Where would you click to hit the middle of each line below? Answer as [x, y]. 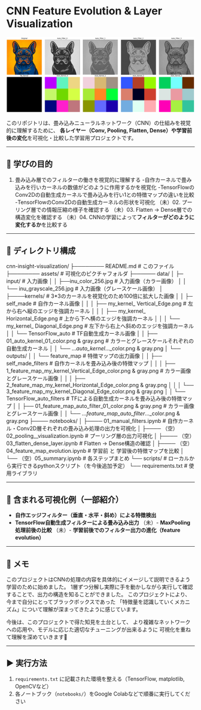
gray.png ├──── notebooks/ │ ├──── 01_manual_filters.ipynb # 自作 [92, 421]
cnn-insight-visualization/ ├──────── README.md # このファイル [90, 266]
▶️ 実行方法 [27, 663]
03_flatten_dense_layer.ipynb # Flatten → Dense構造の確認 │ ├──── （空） [100, 443]
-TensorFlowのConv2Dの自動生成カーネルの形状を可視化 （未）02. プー [103, 202]
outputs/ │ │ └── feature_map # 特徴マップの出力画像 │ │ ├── [84, 356]
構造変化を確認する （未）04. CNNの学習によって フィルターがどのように [105, 217]
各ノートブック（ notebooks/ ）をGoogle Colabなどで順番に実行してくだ [103, 694]
